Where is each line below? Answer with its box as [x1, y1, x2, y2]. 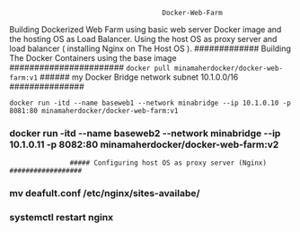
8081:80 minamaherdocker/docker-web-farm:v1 [9, 107, 179, 116]
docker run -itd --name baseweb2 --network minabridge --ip [9, 126, 281, 139]
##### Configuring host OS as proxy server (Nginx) [69, 159, 268, 168]
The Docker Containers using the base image [9, 53, 177, 63]
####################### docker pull [9, 63, 171, 73]
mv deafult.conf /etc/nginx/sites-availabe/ [9, 187, 200, 200]
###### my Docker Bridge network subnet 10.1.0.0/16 [40, 72, 239, 82]
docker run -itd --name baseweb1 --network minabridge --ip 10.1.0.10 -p [9, 99, 292, 107]
